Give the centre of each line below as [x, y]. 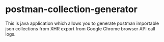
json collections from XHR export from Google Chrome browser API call [80, 28]
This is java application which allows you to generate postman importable [82, 23]
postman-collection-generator [71, 9]
